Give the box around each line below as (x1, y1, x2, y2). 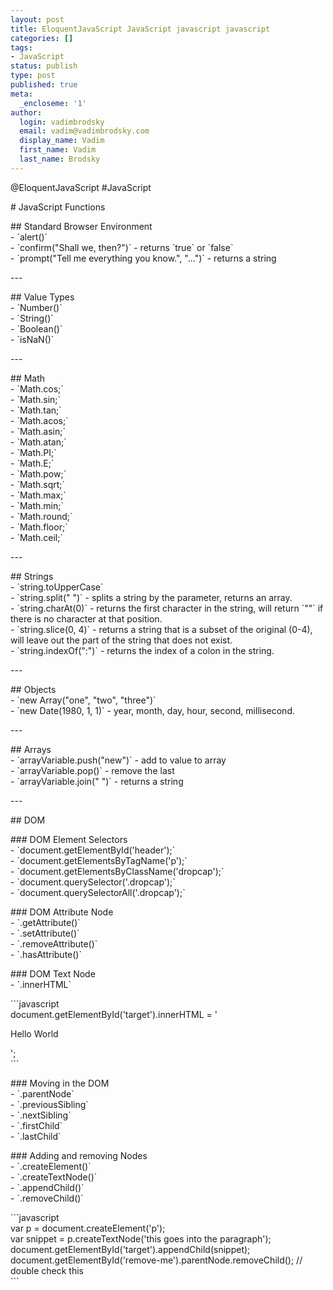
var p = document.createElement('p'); (10, 1222, 166, 1234)
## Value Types (10, 291, 75, 303)
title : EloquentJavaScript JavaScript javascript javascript (10, 24, 271, 34)
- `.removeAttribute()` (10, 937, 98, 950)
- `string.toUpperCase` (10, 581, 104, 593)
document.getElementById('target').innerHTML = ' (10, 1008, 218, 1020)
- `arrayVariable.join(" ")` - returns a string (10, 775, 184, 787)
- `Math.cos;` (10, 382, 64, 395)
